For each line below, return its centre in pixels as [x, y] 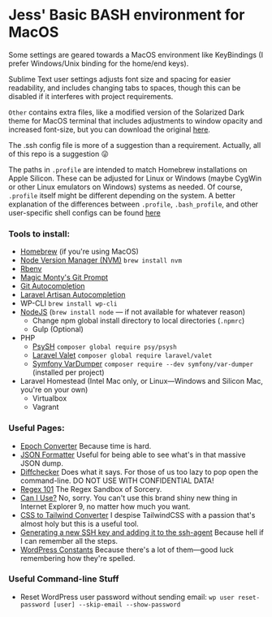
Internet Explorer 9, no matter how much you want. [105, 506]
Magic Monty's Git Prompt [64, 277]
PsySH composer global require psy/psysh [104, 346]
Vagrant [45, 407]
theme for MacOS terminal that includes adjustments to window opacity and [135, 120]
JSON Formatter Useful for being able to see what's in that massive [133, 454]
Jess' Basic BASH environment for [127, 15]
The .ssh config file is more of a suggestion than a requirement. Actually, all [135, 145]
